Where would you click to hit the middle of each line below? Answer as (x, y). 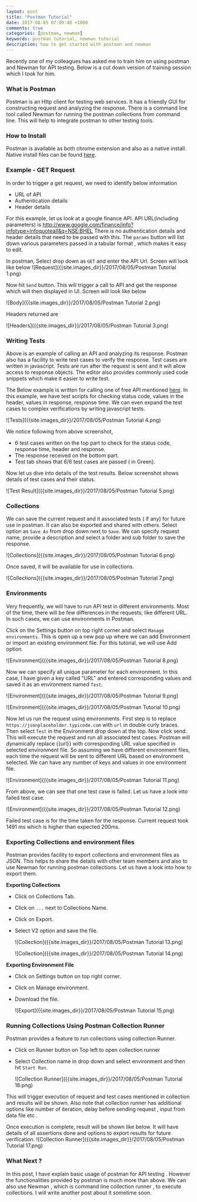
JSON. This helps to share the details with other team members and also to (97, 861)
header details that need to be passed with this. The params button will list (95, 237)
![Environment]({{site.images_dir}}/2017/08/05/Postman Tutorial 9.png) (92, 696)
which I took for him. (31, 74)
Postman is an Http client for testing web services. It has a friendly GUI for (96, 102)
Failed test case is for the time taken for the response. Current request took (97, 820)
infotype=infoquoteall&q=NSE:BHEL (49, 231)
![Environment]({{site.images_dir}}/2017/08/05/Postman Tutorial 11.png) (93, 780)
